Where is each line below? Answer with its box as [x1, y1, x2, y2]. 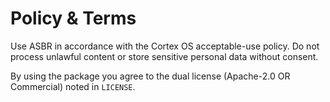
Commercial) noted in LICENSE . [10, 80, 136, 92]
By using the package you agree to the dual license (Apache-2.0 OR [10, 70, 291, 82]
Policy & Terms [10, 7, 137, 30]
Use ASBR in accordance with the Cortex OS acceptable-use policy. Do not [10, 40, 320, 52]
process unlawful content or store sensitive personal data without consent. [10, 50, 319, 62]
